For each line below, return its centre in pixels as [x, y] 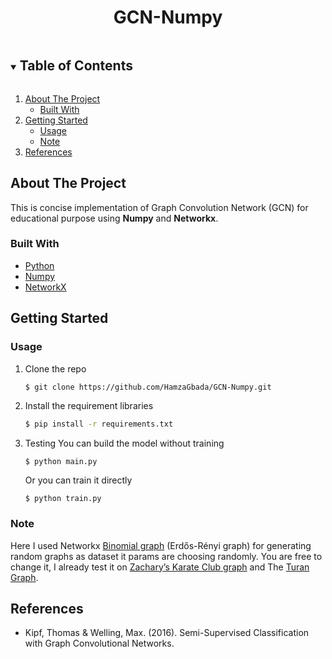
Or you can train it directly [78, 480]
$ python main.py [61, 462]
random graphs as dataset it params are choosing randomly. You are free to [166, 556]
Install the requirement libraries [89, 406]
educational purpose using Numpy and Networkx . [114, 218]
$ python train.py [63, 499]
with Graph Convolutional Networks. [99, 643]
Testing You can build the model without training [124, 443]
